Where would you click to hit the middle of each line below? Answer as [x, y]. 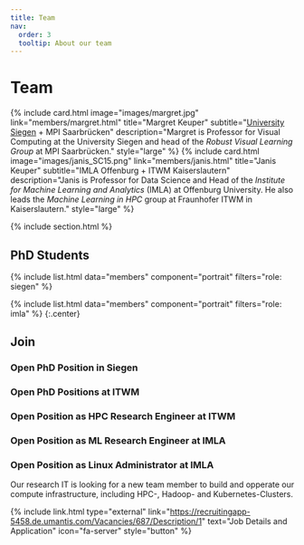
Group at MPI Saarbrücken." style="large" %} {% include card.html [135, 151]
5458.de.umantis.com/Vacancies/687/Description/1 [106, 521]
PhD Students [50, 255]
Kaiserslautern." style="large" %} [72, 209]
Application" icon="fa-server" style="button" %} [101, 531]
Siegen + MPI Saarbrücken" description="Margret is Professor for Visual [146, 132]
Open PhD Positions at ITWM [75, 392]
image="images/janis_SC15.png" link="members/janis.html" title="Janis [143, 161]
